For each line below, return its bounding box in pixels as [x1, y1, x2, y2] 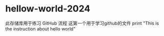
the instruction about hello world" [5, 25, 76, 31]
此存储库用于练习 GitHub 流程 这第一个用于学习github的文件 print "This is [5, 20, 159, 26]
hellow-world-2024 [5, 3, 90, 14]
